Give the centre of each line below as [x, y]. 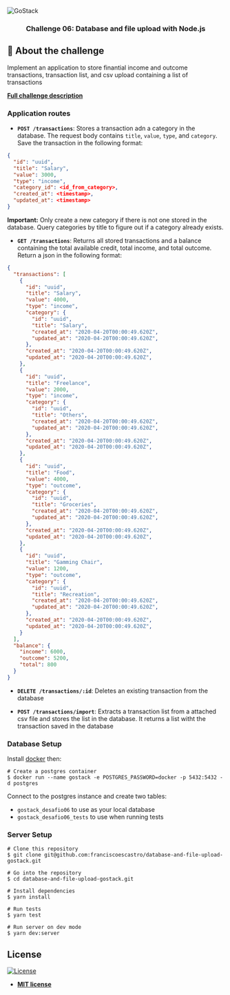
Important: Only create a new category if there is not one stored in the [107, 220]
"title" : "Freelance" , [58, 383]
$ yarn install [29, 897]
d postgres [23, 784]
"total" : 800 [38, 665]
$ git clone [24, 855]
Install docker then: [34, 759]
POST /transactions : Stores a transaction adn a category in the [106, 128]
